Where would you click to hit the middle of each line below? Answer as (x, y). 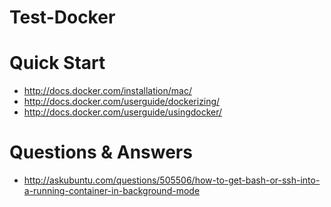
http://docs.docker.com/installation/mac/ (107, 91)
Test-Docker (62, 17)
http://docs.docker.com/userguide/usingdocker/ (123, 112)
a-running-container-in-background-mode (112, 191)
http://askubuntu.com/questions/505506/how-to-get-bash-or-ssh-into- (172, 180)
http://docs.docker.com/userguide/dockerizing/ (122, 102)
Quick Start (57, 63)
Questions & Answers (101, 152)
